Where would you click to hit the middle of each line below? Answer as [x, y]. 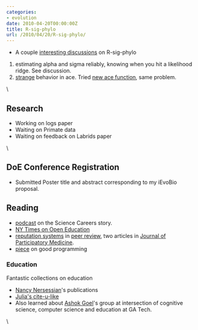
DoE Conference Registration [63, 167]
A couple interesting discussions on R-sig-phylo [75, 52]
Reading [22, 208]
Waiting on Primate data [45, 129]
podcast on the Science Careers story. [64, 223]
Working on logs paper [44, 123]
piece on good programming [51, 248]
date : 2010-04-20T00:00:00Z [42, 23]
